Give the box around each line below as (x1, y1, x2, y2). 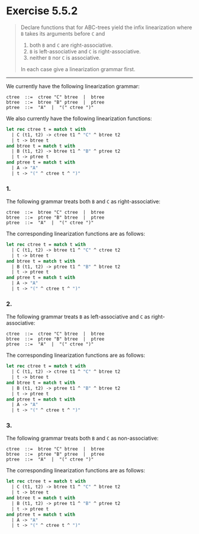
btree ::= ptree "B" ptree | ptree (6, 452, 105, 458)
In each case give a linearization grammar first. (20, 65, 136, 72)
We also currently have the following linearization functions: (6, 114, 152, 122)
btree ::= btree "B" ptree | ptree (6, 99, 105, 105)
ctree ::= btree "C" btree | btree (6, 446, 105, 452)
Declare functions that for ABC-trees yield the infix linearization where (20, 24, 192, 31)
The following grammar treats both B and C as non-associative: (6, 434, 159, 442)
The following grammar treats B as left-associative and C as (6, 313, 150, 321)
